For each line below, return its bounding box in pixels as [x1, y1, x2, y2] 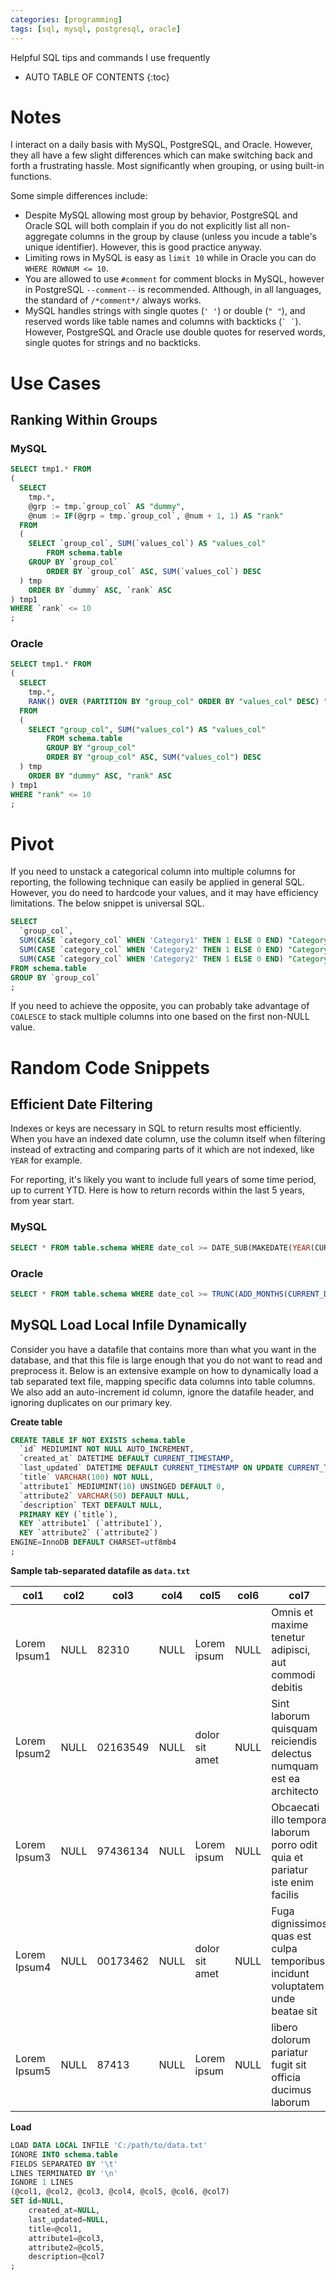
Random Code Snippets [10, 1056, 210, 1079]
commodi [271, 1667, 316, 1681]
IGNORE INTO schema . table [10, 2149, 118, 2160]
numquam [271, 1759, 319, 1773]
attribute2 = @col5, [28, 2242, 105, 2253]
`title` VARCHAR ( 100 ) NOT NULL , [19, 1472, 155, 1483]
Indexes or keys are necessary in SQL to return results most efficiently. [10, 1122, 302, 1135]
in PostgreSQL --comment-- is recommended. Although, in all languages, [24, 284, 322, 296]
